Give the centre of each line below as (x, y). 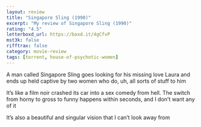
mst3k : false (23, 40)
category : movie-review (37, 52)
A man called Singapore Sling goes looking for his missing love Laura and (98, 74)
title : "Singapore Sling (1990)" (49, 18)
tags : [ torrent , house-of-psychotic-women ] (62, 57)
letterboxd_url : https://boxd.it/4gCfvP (58, 35)
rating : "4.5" (24, 29)
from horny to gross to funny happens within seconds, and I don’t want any (100, 99)
